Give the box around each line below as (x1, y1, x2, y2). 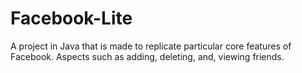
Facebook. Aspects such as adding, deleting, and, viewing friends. (10, 50, 285, 62)
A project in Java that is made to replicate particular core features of (10, 40, 292, 52)
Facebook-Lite (10, 7, 133, 30)
